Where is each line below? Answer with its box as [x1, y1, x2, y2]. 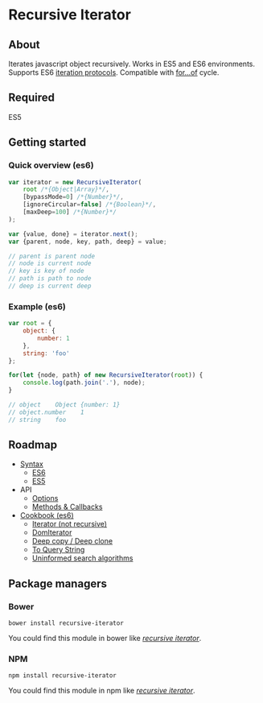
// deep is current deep [8, 282, 92, 290]
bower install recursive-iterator [8, 619, 125, 627]
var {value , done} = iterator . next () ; [8, 230, 138, 238]
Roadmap [8, 438, 58, 452]
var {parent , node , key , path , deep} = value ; [8, 238, 167, 246]
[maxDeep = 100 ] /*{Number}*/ [23, 208, 117, 216]
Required [8, 91, 55, 105]
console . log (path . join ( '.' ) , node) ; [23, 378, 146, 387]
